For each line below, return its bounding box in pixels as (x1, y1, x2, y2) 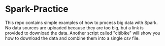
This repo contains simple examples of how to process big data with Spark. (5, 20, 158, 25)
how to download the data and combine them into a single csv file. (5, 35, 140, 41)
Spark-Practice (5, 3, 68, 15)
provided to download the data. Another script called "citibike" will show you (5, 30, 161, 36)
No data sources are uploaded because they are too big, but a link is (5, 24, 144, 30)
